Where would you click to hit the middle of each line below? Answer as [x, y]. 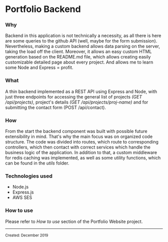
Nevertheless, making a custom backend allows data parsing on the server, [83, 46]
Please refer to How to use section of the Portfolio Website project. [74, 221]
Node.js [20, 187]
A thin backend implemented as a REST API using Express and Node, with [81, 91]
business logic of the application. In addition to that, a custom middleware [81, 152]
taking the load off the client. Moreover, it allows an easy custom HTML [78, 51]
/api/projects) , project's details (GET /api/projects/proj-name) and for [77, 102]
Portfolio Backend [43, 9]
